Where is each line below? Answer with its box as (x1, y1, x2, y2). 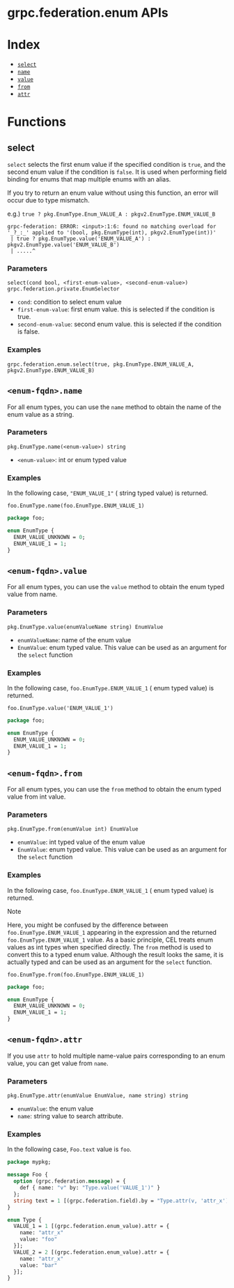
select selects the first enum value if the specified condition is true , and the (7, 161, 226, 169)
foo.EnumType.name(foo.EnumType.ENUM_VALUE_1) (7, 503, 145, 510)
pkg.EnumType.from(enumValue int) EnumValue (7, 826, 139, 833)
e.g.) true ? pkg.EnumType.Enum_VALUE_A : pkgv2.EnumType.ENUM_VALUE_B (7, 209, 216, 218)
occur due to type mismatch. (7, 196, 90, 205)
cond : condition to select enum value (17, 298, 122, 306)
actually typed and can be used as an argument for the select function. (7, 958, 212, 966)
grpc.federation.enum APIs (7, 5, 169, 21)
